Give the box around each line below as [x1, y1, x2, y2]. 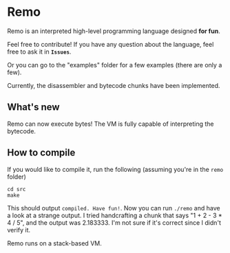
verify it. [7, 225, 31, 234]
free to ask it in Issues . [7, 47, 72, 56]
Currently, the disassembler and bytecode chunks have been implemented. [7, 81, 220, 89]
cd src [7, 186, 26, 192]
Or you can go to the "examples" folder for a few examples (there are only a [7, 60, 222, 69]
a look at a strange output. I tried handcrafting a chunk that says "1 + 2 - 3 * [7, 211, 222, 219]
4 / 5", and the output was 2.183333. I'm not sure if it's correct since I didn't [7, 218, 222, 227]
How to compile [7, 147, 76, 159]
